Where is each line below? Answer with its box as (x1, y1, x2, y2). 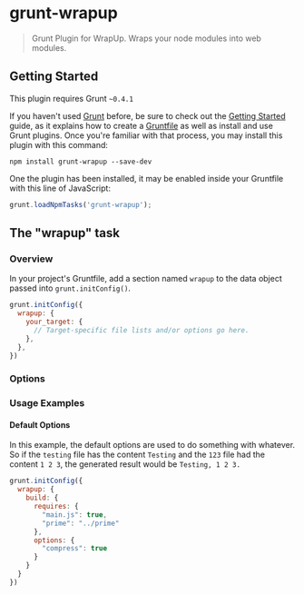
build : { (25, 493, 59, 502)
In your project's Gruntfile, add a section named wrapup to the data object (9, 273, 283, 284)
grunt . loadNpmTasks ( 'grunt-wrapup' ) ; (9, 200, 152, 209)
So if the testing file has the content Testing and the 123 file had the (9, 449, 266, 461)
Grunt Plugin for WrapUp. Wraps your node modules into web (31, 33, 261, 44)
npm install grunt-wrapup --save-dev (9, 157, 152, 166)
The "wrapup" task (9, 225, 121, 241)
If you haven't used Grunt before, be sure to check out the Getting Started (9, 110, 286, 121)
